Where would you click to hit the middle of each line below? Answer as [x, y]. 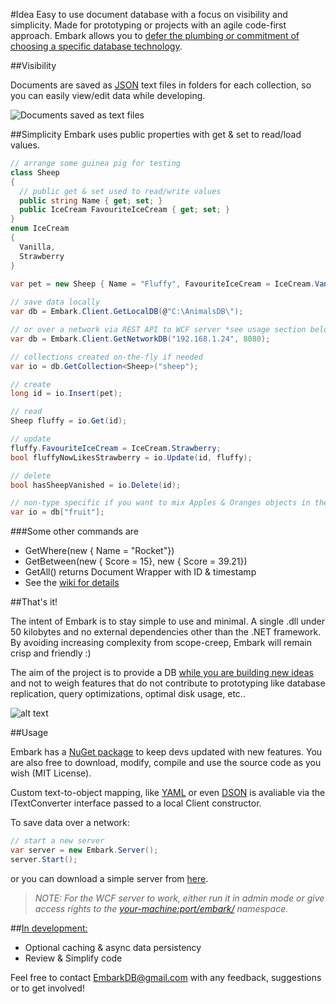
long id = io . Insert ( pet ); [66, 394]
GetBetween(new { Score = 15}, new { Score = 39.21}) [136, 561]
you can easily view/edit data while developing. [108, 95]
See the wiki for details [72, 583]
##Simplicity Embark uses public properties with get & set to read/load [156, 134]
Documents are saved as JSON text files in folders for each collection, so [161, 85]
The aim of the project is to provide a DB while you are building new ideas [162, 673]
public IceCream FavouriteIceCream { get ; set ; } [124, 210]
